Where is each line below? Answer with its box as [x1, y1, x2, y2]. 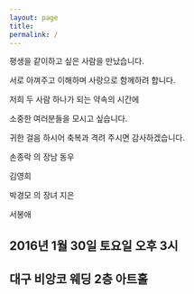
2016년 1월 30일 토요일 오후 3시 [9, 238, 179, 253]
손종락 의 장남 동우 [9, 152, 75, 162]
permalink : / [9, 30, 59, 39]
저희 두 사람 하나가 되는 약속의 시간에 [9, 94, 140, 105]
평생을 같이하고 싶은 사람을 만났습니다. [9, 56, 144, 67]
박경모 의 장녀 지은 [9, 190, 75, 201]
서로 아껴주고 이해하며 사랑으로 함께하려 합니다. [9, 75, 176, 86]
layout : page [9, 13, 59, 23]
